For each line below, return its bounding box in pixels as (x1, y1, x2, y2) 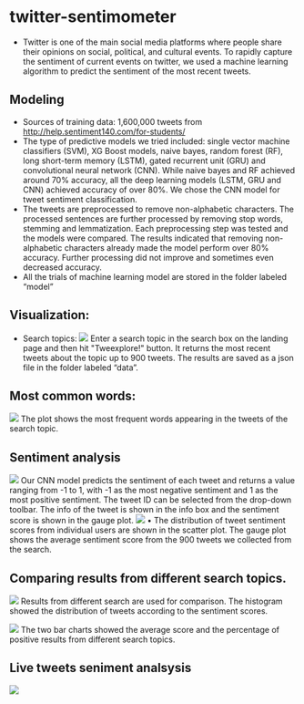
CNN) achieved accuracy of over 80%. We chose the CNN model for (22, 184, 280, 195)
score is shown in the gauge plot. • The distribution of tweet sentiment (9, 515, 286, 526)
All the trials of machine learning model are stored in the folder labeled (22, 271, 288, 282)
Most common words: (9, 388, 137, 403)
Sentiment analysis (9, 450, 121, 465)
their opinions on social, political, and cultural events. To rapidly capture (22, 46, 293, 57)
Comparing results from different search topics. (9, 570, 287, 585)
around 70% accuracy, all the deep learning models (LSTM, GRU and (22, 174, 282, 185)
